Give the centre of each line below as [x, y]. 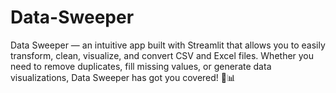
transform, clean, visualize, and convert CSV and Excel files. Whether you [162, 55]
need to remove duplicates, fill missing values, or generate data [141, 66]
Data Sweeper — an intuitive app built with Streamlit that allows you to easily [168, 45]
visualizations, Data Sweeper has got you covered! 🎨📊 [123, 77]
